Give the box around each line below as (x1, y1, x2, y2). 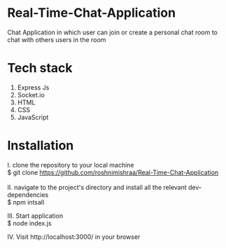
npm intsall (13, 198, 45, 206)
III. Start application (7, 212, 64, 220)
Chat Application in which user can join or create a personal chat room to (7, 28, 218, 36)
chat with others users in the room (7, 35, 106, 43)
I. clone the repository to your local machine (7, 160, 134, 169)
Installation (7, 138, 74, 153)
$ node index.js (7, 219, 52, 227)
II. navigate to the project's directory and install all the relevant (7, 183, 187, 191)
